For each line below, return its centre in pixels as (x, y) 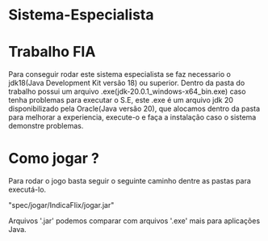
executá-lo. (27, 190)
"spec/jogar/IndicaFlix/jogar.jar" (61, 205)
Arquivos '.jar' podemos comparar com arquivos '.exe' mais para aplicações (134, 221)
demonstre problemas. (46, 126)
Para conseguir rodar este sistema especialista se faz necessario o (120, 74)
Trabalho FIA (52, 52)
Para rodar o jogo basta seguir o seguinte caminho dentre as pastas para (130, 181)
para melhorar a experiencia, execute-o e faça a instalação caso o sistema (132, 117)
